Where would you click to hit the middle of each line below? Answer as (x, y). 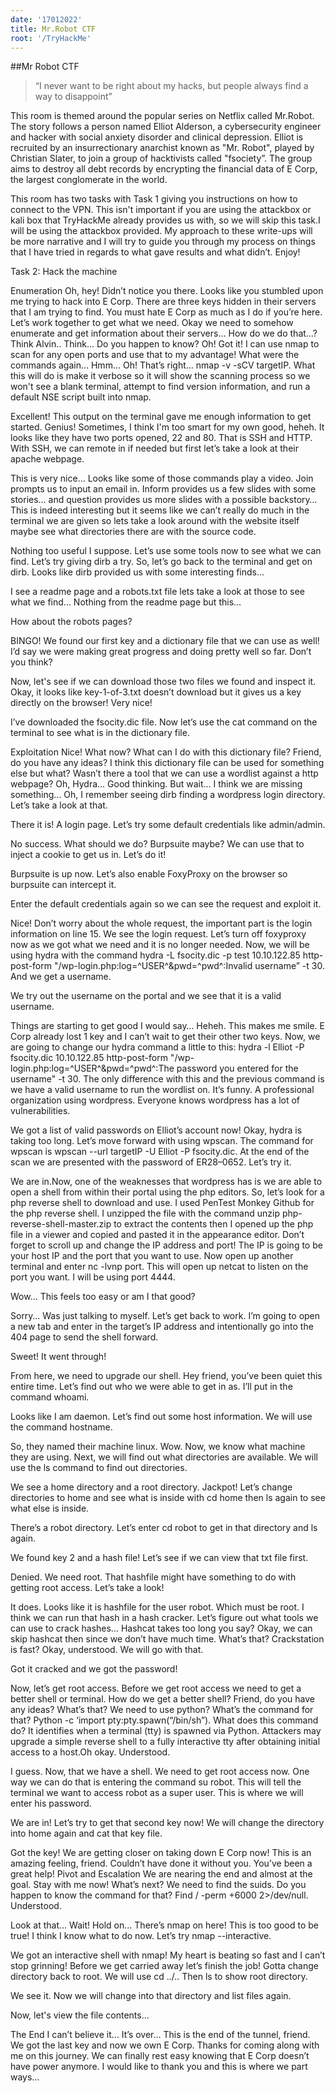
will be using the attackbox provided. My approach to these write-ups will (161, 231)
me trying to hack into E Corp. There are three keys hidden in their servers (163, 302)
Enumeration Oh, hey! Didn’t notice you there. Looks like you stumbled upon (167, 291)
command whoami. (50, 1397)
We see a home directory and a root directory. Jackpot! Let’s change (151, 1487)
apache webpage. (47, 459)
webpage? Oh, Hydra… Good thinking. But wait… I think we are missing (156, 784)
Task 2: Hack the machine (64, 272)
